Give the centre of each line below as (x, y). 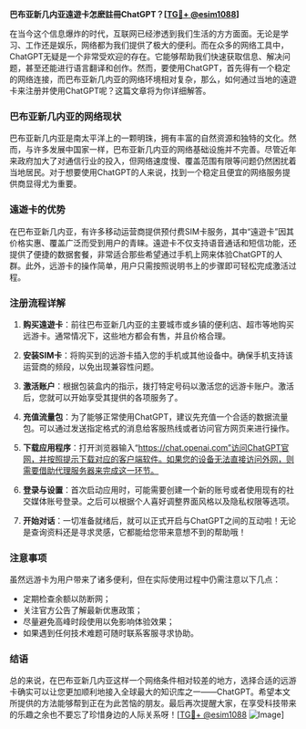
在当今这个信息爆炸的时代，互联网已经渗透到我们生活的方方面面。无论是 (145, 34)
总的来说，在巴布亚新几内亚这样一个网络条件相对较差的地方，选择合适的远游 (153, 681)
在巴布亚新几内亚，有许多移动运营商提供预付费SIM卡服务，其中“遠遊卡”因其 (152, 231)
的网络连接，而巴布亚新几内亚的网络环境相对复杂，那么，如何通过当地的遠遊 (153, 79)
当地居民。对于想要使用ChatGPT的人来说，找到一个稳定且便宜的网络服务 (146, 172)
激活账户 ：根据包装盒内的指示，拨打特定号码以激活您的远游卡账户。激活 (158, 386)
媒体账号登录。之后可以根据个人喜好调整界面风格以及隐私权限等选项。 (162, 501)
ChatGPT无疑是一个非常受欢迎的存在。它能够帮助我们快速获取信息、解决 (146, 57)
